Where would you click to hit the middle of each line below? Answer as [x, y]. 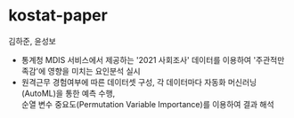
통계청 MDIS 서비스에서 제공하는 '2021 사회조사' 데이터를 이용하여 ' [139, 59]
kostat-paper [58, 16]
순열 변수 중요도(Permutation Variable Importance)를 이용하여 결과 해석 [147, 104]
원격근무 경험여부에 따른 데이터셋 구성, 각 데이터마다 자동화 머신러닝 [139, 82]
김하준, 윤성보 [33, 41]
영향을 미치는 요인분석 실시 [94, 71]
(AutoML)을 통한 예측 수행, [68, 93]
